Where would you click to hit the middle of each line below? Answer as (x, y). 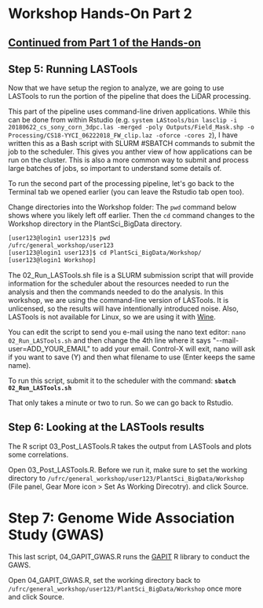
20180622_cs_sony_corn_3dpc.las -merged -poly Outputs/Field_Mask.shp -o (131, 127)
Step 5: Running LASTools (73, 69)
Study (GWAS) (56, 535)
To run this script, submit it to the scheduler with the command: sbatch (122, 380)
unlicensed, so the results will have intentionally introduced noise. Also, (124, 308)
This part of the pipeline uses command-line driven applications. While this (130, 111)
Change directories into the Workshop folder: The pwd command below (122, 207)
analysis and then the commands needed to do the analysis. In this (116, 292)
